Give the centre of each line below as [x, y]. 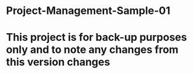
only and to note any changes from [92, 50]
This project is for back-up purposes [96, 38]
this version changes [58, 62]
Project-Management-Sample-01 [88, 11]
